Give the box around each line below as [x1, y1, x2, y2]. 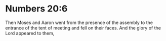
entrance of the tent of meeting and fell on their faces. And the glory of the [5, 24, 161, 30]
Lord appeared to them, [5, 30, 55, 36]
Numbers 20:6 [5, 3, 68, 14]
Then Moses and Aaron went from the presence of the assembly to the [5, 19, 153, 25]
